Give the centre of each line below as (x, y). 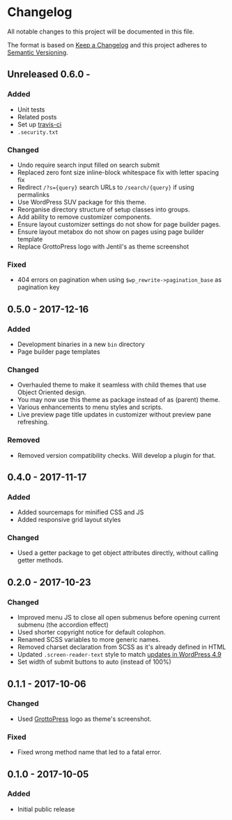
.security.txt (38, 132)
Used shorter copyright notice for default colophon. (91, 632)
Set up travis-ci (39, 124)
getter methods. (40, 560)
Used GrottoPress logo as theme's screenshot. (84, 719)
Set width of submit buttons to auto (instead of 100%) (94, 662)
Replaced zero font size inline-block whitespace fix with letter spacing (118, 172)
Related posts (37, 117)
